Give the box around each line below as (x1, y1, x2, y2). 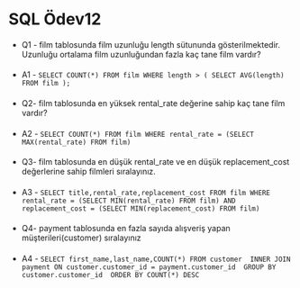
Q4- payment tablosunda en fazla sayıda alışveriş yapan (21, 223, 231, 234)
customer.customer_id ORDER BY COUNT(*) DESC (21, 270, 200, 279)
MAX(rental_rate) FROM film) (21, 138, 132, 147)
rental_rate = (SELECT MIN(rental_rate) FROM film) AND (21, 196, 236, 205)
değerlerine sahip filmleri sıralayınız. (21, 166, 157, 177)
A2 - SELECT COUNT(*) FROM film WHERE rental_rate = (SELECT (21, 128, 254, 139)
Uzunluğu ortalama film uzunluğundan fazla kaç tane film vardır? (21, 49, 262, 59)
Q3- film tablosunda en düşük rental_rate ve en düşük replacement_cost (21, 157, 290, 167)
